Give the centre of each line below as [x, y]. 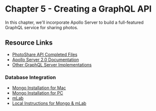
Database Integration [30, 77]
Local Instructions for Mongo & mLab [49, 103]
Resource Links [29, 43]
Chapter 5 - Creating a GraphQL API [78, 9]
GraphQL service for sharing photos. [42, 27]
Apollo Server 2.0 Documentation [45, 60]
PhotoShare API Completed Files [45, 54]
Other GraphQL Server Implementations [52, 64]
